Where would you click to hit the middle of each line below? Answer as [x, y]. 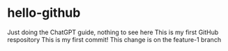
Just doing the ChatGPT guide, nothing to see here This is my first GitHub [113, 32]
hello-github [44, 13]
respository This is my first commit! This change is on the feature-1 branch [114, 39]
